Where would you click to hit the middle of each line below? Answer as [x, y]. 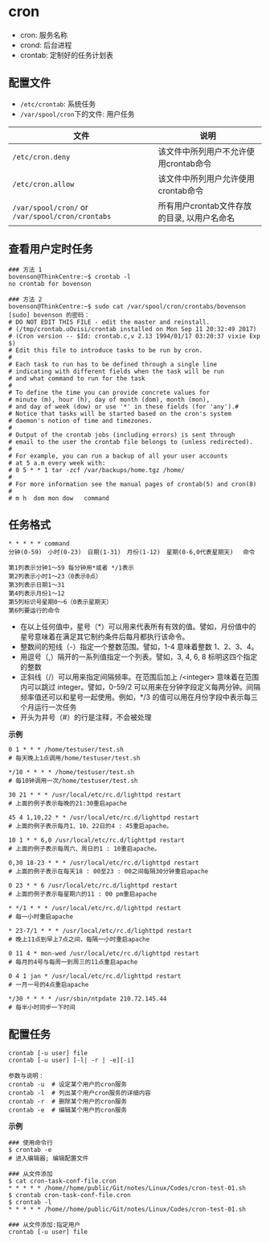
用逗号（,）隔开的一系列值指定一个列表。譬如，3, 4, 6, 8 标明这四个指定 [139, 657]
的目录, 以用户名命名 [196, 218]
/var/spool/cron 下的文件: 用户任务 [77, 114]
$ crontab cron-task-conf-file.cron [70, 1195]
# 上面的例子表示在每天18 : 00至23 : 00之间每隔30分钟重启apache [108, 872]
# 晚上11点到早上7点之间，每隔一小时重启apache [79, 940]
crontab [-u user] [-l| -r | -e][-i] [72, 1061]
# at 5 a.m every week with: [57, 463]
